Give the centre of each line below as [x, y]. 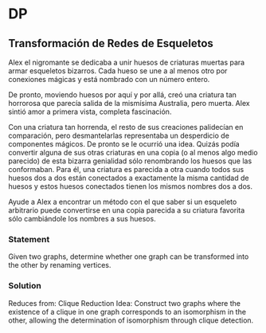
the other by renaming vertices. [60, 265]
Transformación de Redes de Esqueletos [111, 43]
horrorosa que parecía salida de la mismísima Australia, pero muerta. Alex [129, 103]
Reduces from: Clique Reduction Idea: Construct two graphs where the [125, 303]
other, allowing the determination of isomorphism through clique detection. [131, 320]
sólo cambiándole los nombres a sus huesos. [82, 219]
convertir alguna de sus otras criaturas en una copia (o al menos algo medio [133, 153]
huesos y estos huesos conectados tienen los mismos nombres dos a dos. [131, 186]
